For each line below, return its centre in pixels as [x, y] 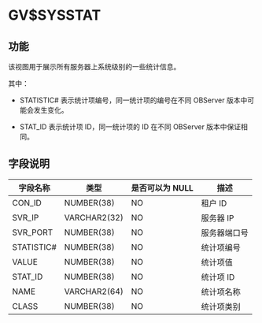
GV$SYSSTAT [55, 15]
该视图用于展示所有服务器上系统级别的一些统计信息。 [94, 67]
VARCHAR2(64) [94, 291]
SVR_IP [26, 217]
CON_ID [27, 202]
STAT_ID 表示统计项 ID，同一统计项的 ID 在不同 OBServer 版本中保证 [130, 127]
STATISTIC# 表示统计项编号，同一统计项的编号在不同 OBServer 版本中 [133, 100]
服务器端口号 [225, 232]
